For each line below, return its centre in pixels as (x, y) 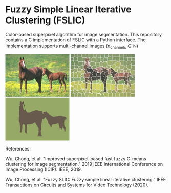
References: (18, 148)
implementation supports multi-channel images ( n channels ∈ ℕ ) (72, 46)
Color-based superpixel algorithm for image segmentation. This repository (84, 34)
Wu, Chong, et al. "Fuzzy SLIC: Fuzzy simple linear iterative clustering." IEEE (86, 179)
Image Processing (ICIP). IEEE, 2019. (44, 169)
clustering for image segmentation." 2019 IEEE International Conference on (84, 164)
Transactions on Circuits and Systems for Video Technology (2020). (77, 185)
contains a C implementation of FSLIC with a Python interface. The (76, 40)
